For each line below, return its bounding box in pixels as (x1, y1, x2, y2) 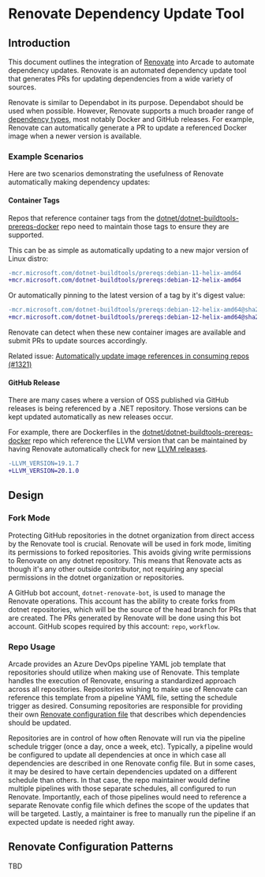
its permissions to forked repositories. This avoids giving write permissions (8, 547, 252, 557)
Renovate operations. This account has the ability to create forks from (8, 596, 235, 606)
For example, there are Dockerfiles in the (8, 428, 140, 437)
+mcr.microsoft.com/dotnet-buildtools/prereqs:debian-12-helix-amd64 (8, 276, 242, 285)
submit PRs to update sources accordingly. (8, 336, 147, 345)
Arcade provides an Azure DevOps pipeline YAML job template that (8, 659, 226, 668)
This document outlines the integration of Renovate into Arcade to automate (8, 57, 255, 66)
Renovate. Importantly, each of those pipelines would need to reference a (8, 792, 247, 801)
